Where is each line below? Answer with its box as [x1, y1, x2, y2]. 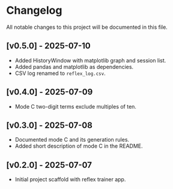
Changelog [6, 4, 62, 17]
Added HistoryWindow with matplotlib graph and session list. [14, 56, 166, 64]
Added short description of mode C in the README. [14, 142, 143, 150]
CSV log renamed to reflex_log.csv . [14, 70, 106, 77]
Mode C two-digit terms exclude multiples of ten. [14, 103, 137, 110]
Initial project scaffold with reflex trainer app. [14, 176, 126, 183]
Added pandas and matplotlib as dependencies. [14, 63, 134, 70]
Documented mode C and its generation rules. [14, 136, 130, 143]
